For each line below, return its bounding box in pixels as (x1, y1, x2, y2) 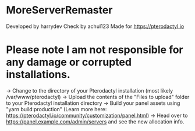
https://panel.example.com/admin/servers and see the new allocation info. (6, 118, 185, 125)
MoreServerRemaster (6, 3, 113, 17)
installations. (6, 68, 71, 82)
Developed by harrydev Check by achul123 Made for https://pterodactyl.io (6, 23, 185, 30)
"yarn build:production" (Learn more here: (6, 105, 107, 112)
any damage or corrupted (6, 56, 132, 69)
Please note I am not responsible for (6, 43, 183, 56)
